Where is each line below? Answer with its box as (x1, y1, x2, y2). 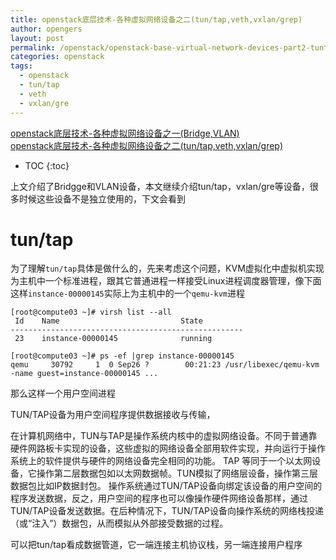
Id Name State (14, 316, 203, 326)
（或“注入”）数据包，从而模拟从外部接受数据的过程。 (10, 517, 229, 530)
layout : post (10, 33, 65, 43)
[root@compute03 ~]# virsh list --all (10, 307, 172, 318)
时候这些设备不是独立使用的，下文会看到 (18, 192, 186, 205)
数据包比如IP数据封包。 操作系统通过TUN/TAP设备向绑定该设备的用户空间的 (10, 480, 323, 492)
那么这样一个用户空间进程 (10, 387, 116, 400)
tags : (10, 61, 33, 71)
